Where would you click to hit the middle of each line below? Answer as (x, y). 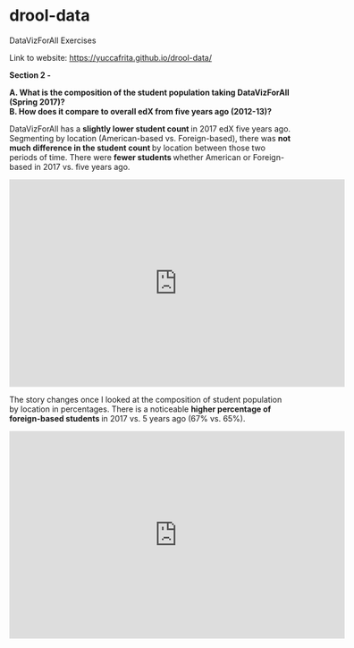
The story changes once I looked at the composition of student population (146, 399)
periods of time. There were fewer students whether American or (130, 157)
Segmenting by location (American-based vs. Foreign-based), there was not (150, 138)
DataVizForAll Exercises (53, 40)
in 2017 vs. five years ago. (82, 166)
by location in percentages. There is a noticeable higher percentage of (140, 409)
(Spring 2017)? (37, 102)
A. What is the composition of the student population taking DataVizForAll (149, 92)
